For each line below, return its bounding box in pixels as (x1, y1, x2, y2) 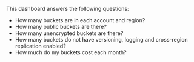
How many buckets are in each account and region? (15, 17, 145, 23)
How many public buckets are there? (15, 23, 107, 30)
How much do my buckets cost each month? (15, 49, 127, 56)
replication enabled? (15, 42, 67, 49)
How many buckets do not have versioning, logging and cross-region (15, 36, 188, 43)
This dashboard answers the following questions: (6, 5, 129, 12)
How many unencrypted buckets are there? (15, 29, 124, 37)
